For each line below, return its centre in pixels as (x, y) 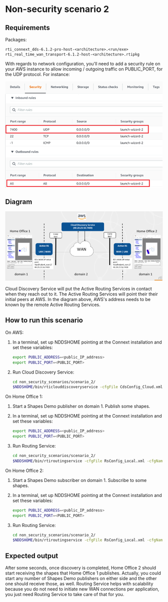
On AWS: (14, 332)
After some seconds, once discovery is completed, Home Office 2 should (81, 568)
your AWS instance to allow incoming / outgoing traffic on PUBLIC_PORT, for (84, 69)
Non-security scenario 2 (57, 9)
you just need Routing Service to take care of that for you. (65, 594)
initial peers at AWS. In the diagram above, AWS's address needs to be (78, 299)
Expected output (32, 556)
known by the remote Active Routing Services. (53, 304)
